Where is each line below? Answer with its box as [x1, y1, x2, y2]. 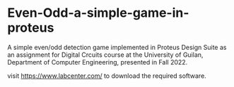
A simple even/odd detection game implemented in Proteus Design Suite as [7, 43, 227, 51]
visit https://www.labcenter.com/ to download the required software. [7, 72, 206, 80]
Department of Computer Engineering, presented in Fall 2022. [7, 58, 188, 66]
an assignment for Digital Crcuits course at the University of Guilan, [7, 51, 204, 59]
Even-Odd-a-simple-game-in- [7, 5, 189, 21]
